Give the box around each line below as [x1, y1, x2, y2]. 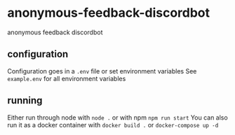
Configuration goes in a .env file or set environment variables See [7, 66, 197, 75]
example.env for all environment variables [7, 74, 126, 83]
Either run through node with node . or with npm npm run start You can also [7, 113, 228, 122]
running [7, 94, 43, 106]
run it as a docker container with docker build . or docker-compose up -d [7, 120, 219, 129]
